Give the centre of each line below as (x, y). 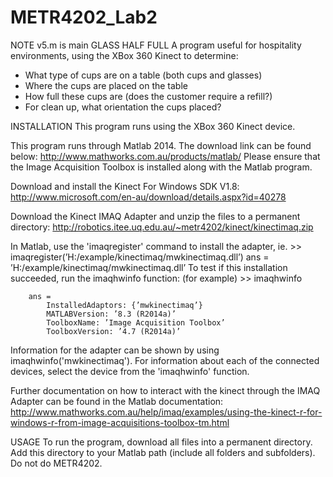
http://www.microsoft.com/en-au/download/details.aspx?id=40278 (148, 197)
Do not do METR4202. (56, 463)
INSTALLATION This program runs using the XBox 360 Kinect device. (153, 126)
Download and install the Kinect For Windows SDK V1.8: (125, 186)
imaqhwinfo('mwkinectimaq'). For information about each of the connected (165, 360)
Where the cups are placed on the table (106, 85)
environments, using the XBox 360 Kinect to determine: (124, 55)
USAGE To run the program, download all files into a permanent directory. (161, 442)
